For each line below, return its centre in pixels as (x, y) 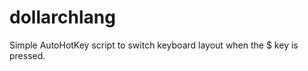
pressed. (27, 55)
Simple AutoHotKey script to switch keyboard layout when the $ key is (154, 45)
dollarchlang (62, 17)
